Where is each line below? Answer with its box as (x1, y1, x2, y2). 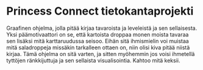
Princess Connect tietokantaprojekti (6, 4, 194, 18)
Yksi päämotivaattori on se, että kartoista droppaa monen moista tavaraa (6, 30, 189, 38)
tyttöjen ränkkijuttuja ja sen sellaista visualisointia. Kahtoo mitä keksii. (6, 57, 180, 64)
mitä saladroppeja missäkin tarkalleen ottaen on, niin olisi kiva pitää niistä (6, 44, 190, 51)
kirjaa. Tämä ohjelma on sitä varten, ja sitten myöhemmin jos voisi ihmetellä (6, 50, 195, 57)
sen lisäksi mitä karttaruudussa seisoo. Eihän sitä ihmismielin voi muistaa (6, 37, 189, 44)
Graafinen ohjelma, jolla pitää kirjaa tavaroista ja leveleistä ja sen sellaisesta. (6, 24, 198, 32)
